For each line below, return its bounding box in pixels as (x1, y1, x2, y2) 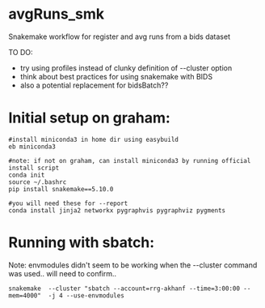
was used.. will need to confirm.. (8, 268, 117, 278)
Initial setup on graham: (8, 109, 171, 127)
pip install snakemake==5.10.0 (8, 185, 114, 193)
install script (8, 164, 60, 172)
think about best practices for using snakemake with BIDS (19, 71, 212, 81)
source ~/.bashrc (8, 178, 67, 186)
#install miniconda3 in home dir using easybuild (8, 135, 179, 143)
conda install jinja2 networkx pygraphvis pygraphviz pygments (8, 206, 226, 215)
